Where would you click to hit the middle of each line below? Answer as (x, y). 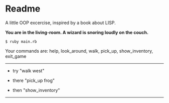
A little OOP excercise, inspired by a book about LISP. (60, 23)
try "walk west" (28, 70)
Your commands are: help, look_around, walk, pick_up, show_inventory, (79, 51)
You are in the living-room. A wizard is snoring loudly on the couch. (77, 32)
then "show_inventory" (36, 90)
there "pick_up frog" (34, 80)
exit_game (16, 56)
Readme (23, 9)
